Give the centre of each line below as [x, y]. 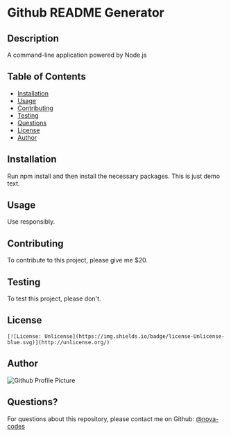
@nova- [207, 419]
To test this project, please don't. [54, 298]
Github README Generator [86, 13]
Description [33, 38]
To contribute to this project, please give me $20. [77, 260]
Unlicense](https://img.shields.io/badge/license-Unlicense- [135, 336]
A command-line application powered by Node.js [77, 55]
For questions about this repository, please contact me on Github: [101, 419]
